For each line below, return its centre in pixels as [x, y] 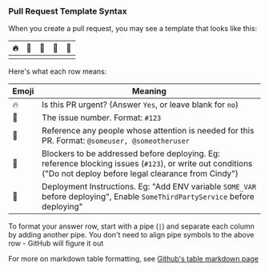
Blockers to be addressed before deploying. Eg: [130, 153]
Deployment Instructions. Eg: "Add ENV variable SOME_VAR [149, 187]
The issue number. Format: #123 [101, 118]
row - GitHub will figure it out [56, 243]
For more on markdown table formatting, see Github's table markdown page [133, 259]
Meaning [149, 91]
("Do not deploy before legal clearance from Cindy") [140, 173]
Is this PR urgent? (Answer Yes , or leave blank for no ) [140, 105]
